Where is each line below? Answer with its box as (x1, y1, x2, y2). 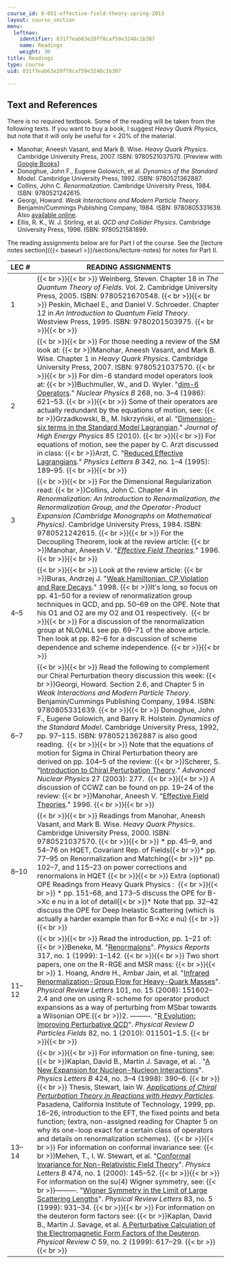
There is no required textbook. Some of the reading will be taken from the (7, 118, 215, 126)
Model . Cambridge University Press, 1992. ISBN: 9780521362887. (16, 175, 203, 183)
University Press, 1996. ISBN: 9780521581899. (16, 225, 148, 234)
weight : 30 (19, 49, 51, 56)
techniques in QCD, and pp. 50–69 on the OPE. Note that (36, 599, 220, 609)
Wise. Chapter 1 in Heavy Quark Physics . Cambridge (36, 354, 208, 364)
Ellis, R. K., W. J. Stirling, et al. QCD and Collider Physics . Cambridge (16, 218, 211, 227)
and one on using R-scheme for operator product (49, 994, 210, 1004)
